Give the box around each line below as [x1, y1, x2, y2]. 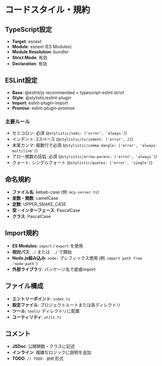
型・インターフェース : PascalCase [12, 207, 81, 213]
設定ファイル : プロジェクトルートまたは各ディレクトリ [12, 302, 121, 308]
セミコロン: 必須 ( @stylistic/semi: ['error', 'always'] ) [12, 130, 127, 136]
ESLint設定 [5, 76, 38, 85]
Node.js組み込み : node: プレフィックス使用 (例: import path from [12, 255, 142, 261]
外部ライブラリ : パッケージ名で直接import [12, 266, 96, 272]
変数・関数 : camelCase [12, 195, 59, 201]
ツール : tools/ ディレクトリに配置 [12, 308, 80, 314]
